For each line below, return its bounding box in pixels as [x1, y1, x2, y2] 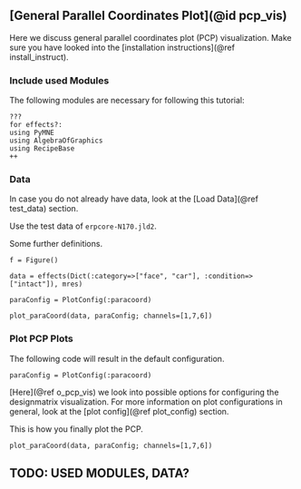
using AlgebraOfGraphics [9, 136, 103, 145]
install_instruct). [9, 51, 70, 63]
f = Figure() [9, 256, 59, 265]
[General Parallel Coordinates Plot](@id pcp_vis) [9, 8, 287, 24]
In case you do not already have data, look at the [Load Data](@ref [9, 193, 258, 204]
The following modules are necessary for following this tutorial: [9, 95, 245, 106]
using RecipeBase [9, 144, 75, 153]
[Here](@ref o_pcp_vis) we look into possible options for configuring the [9, 386, 279, 397]
